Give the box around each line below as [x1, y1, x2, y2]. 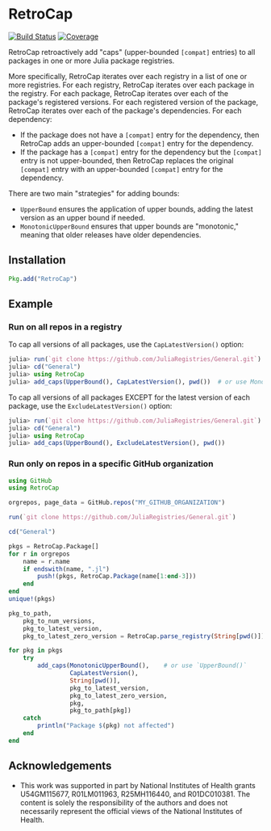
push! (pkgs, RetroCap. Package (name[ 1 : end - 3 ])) [37, 573, 197, 581]
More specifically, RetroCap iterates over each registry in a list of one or [8, 71, 248, 81]
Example [8, 297, 53, 311]
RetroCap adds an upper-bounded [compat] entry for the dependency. [19, 138, 254, 148]
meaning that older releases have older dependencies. [19, 229, 202, 239]
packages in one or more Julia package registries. [8, 56, 175, 65]
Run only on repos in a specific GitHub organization [8, 458, 214, 469]
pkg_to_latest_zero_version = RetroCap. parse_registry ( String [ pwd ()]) [23, 632, 265, 640]
